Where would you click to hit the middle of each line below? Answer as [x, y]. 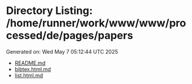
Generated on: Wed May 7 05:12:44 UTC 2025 [62, 51]
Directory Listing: [49, 11]
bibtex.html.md [33, 69]
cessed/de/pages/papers [70, 36]
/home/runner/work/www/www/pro [96, 23]
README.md [30, 63]
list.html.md [28, 75]
